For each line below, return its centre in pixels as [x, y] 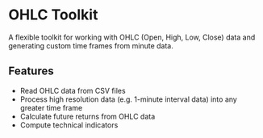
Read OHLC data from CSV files [73, 90]
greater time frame [51, 107]
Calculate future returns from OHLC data [88, 116]
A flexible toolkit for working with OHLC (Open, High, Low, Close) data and [132, 37]
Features [31, 71]
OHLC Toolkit [53, 15]
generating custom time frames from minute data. [91, 45]
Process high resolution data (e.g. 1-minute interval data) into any [129, 99]
